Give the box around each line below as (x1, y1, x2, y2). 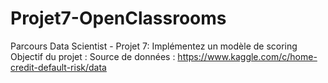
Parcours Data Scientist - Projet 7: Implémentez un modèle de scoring (10, 40, 298, 52)
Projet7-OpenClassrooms (10, 7, 227, 30)
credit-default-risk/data (10, 61, 107, 73)
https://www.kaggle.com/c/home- (177, 50, 318, 62)
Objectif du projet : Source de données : (10, 50, 176, 62)
